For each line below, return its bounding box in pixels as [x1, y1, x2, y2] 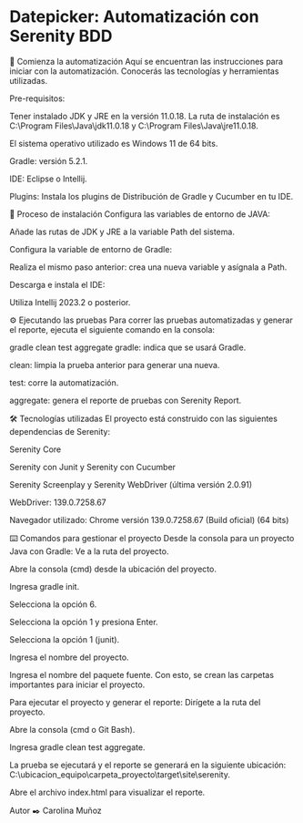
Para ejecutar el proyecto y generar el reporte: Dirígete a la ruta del [9, 696, 261, 707]
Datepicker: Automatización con [9, 6, 259, 27]
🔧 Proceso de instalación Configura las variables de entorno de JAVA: [9, 208, 271, 220]
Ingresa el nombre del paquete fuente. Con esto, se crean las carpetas [9, 669, 275, 680]
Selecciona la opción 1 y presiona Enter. [9, 616, 158, 627]
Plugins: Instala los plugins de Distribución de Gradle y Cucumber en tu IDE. [9, 190, 294, 201]
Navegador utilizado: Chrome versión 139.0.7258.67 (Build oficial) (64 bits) [9, 514, 289, 525]
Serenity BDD [9, 26, 113, 46]
